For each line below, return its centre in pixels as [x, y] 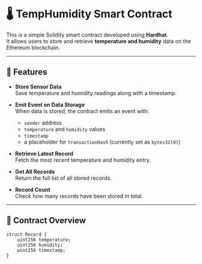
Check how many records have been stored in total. [79, 196]
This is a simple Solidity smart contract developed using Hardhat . [87, 35]
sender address [43, 123]
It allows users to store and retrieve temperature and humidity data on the [99, 41]
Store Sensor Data [38, 87]
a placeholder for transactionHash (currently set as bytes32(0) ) [102, 142]
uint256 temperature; [44, 240]
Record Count [32, 189]
